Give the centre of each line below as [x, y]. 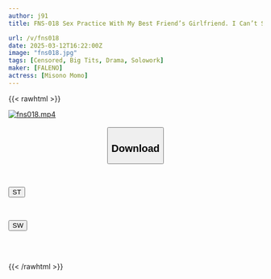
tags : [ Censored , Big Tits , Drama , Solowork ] [86, 61]
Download [135, 148]
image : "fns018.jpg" [43, 53]
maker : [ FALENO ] [35, 68]
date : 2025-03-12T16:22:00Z [56, 45]
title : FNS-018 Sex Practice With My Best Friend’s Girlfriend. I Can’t [133, 23]
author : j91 [28, 16]
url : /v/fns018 [34, 38]
